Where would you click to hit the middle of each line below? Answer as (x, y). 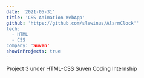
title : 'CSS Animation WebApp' (46, 18)
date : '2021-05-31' (31, 12)
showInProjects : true (34, 51)
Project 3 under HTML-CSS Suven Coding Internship (72, 68)
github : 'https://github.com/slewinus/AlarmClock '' (73, 23)
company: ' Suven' (28, 46)
